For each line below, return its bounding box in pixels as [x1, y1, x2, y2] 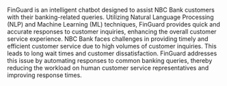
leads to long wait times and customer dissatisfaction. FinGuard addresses [7, 49, 217, 57]
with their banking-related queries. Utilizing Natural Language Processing [7, 13, 214, 21]
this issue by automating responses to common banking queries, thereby [7, 57, 213, 64]
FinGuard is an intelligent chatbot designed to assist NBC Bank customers [7, 6, 215, 14]
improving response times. [7, 71, 82, 79]
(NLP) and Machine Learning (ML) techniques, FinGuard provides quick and [7, 20, 221, 28]
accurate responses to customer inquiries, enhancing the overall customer [7, 27, 217, 35]
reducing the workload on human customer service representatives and [7, 64, 209, 72]
